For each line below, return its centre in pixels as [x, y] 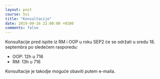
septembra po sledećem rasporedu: [41, 47]
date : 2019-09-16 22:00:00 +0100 [40, 23]
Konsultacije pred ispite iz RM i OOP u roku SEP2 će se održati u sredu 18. [80, 42]
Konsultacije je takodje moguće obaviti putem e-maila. [60, 71]
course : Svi [17, 14]
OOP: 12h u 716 [28, 56]
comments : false [22, 28]
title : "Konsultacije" [28, 19]
